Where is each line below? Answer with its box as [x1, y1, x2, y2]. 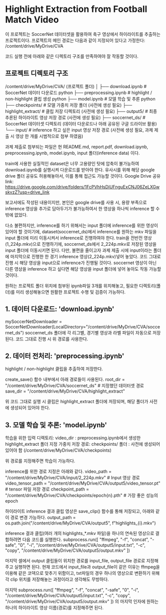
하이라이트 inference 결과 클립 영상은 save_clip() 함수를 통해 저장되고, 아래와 [5, 509, 155, 514]
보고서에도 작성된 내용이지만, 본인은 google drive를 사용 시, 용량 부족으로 [5, 199, 147, 205]
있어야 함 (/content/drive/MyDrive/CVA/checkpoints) [5, 447, 111, 453]
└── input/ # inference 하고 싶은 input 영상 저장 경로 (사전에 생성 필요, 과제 [5, 127, 154, 133]
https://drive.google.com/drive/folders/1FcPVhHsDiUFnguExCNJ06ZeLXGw [5, 184, 160, 190]
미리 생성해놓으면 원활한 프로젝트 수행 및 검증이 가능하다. [15, 289, 126, 295]
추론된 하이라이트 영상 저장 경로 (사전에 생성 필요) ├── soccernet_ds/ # [5, 114, 146, 120]
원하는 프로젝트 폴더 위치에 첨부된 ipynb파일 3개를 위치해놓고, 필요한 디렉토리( [5, 283, 157, 289]
